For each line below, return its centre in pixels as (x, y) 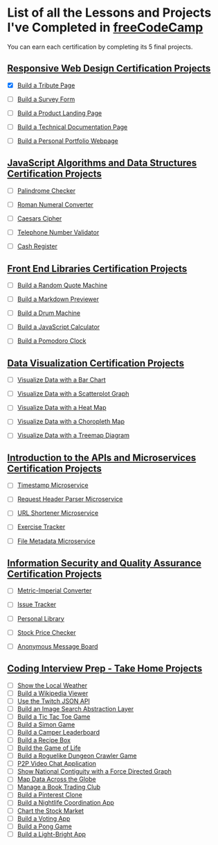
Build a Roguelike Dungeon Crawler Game (77, 756)
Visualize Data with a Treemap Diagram (73, 436)
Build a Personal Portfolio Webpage (68, 141)
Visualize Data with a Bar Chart (61, 380)
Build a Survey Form (46, 99)
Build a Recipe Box (44, 740)
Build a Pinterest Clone (50, 795)
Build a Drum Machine (49, 313)
